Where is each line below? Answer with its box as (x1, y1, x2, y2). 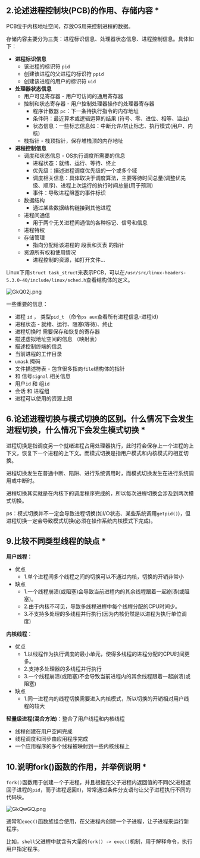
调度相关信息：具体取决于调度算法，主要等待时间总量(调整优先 (32, 174, 186, 181)
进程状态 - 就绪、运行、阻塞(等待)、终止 (14, 320, 113, 327)
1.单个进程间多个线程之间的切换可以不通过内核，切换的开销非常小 (23, 573, 185, 580)
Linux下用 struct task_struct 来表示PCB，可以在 (6, 268, 125, 275)
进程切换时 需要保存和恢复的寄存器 (14, 328, 100, 335)
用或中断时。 (6, 477, 37, 484)
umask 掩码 (14, 358, 40, 365)
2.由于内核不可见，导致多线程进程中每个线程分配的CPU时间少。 (23, 603, 180, 610)
